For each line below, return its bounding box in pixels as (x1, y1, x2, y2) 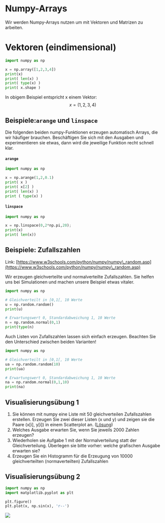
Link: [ (5, 259, 18, 265)
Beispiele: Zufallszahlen (5, 246, 81, 254)
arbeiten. (5, 24, 24, 30)
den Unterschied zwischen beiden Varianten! (5, 339, 97, 345)
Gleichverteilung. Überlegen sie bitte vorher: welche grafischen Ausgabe (12, 442, 161, 449)
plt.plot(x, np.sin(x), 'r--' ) (5, 504, 69, 509)
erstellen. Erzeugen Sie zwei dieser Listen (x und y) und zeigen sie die (12, 416, 155, 422)
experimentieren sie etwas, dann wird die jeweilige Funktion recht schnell (5, 139, 154, 145)
